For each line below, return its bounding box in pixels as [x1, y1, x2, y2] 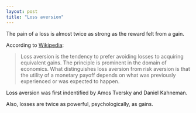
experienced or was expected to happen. [20, 77, 120, 85]
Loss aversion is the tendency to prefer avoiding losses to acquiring [20, 53, 184, 60]
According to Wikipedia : [6, 42, 64, 49]
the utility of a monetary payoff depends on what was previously [20, 71, 176, 78]
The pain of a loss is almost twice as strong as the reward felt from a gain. [6, 30, 184, 37]
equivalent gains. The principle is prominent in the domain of [20, 59, 167, 66]
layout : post [6, 8, 38, 15]
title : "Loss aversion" [6, 14, 64, 20]
